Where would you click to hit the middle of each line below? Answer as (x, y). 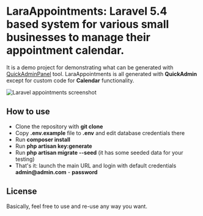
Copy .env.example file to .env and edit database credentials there (100, 133)
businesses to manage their (79, 37)
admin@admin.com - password (56, 172)
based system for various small (88, 24)
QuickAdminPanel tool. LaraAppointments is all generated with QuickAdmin (102, 74)
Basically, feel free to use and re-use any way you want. (77, 206)
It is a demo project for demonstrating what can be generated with (90, 67)
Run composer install (42, 139)
